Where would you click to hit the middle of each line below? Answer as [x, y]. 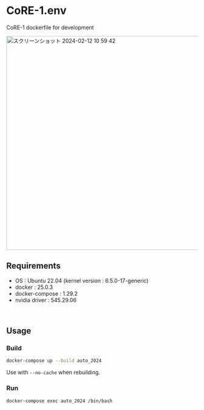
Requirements [33, 266]
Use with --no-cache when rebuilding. [53, 372]
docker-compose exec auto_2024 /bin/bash [59, 401]
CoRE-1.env [36, 11]
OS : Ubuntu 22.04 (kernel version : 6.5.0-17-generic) [82, 280]
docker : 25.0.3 [34, 287]
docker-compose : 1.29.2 [46, 293]
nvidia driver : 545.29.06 [46, 300]
